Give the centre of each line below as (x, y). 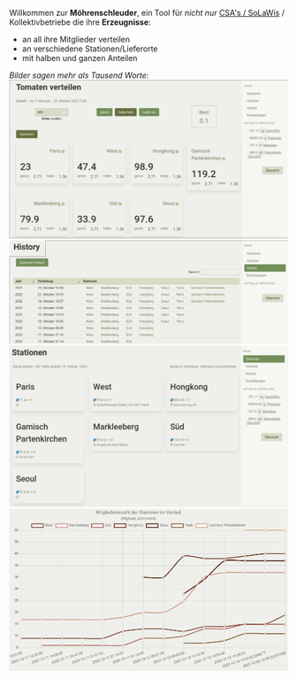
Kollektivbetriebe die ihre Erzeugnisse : (80, 22)
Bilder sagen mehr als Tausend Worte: (79, 75)
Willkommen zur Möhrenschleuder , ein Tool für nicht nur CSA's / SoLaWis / (147, 13)
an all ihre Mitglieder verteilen (76, 39)
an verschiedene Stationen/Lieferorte (90, 49)
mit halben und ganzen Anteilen (80, 58)
